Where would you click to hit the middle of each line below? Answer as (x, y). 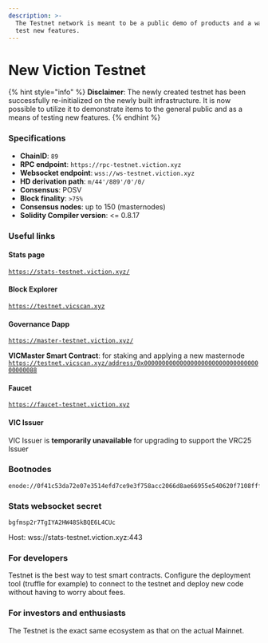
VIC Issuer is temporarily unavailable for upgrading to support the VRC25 (130, 440)
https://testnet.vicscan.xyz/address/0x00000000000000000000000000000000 (134, 363)
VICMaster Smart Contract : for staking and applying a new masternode (127, 355)
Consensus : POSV (51, 189)
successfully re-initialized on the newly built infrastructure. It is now (120, 101)
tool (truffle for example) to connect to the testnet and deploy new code (126, 584)
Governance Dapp (39, 323)
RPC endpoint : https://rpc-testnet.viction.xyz (100, 164)
